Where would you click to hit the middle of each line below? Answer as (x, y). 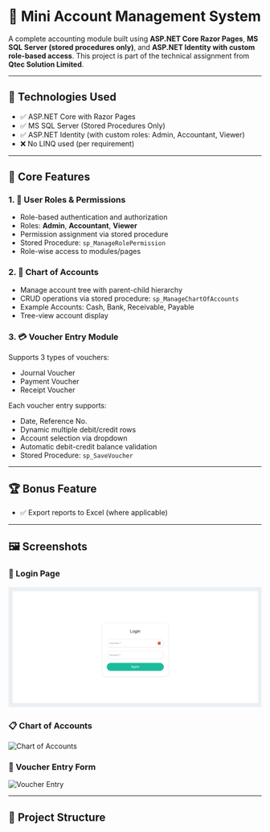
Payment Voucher (49, 382)
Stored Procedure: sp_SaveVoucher (77, 455)
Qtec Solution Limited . (46, 64)
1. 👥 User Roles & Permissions (67, 200)
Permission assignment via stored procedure (94, 234)
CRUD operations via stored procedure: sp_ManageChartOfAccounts (129, 298)
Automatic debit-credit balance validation (88, 447)
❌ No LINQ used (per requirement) (77, 143)
